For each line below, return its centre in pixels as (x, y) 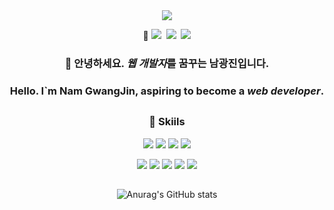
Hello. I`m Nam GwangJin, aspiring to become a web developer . (167, 91)
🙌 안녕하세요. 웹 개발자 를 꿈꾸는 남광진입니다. (167, 63)
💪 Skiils (167, 122)
